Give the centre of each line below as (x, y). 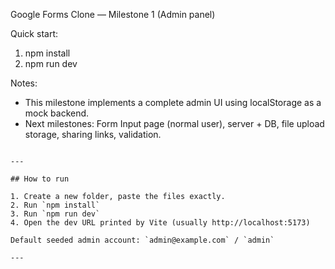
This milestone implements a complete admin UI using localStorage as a (173, 102)
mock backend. (57, 113)
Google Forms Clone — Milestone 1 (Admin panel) (113, 14)
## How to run (40, 179)
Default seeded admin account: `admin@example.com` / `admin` (142, 240)
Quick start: (34, 33)
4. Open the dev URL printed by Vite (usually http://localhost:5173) (160, 223)
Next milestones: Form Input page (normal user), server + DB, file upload (174, 123)
